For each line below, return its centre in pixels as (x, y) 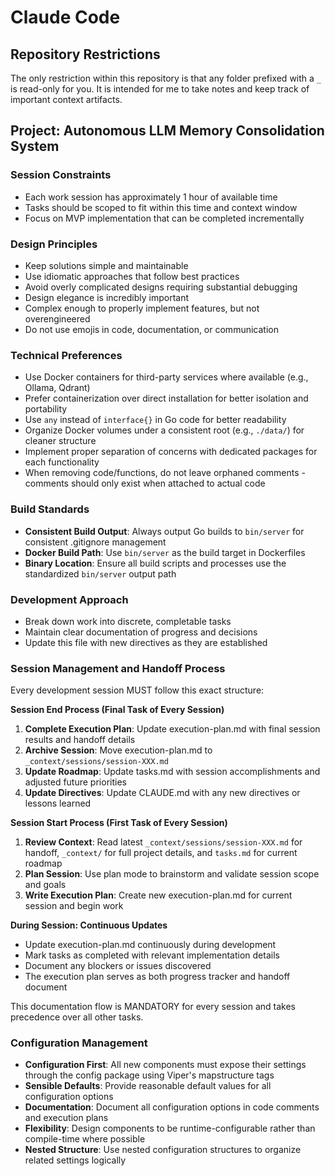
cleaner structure (60, 441)
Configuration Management (79, 1043)
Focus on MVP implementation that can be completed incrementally (164, 218)
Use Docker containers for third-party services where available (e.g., (166, 377)
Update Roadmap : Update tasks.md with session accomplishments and (172, 772)
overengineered (57, 318)
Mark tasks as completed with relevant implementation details (152, 955)
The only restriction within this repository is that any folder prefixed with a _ (166, 78)
